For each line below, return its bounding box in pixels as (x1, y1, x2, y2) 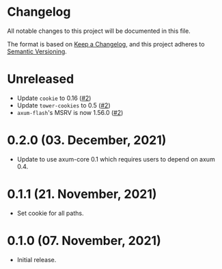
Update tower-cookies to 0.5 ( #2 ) (16, 101, 111, 110)
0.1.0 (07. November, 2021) (7, 233, 162, 248)
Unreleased (7, 71, 74, 87)
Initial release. (16, 255, 57, 264)
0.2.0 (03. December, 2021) (7, 133, 167, 148)
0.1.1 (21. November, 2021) (7, 186, 157, 202)
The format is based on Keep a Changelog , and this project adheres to (7, 40, 205, 48)
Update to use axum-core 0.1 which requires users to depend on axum (16, 155, 215, 163)
